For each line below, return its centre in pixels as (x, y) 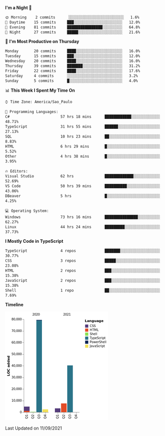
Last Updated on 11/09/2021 (34, 428)
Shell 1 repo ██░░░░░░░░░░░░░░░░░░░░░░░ (83, 290)
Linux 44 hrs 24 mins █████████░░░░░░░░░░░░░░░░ (83, 227)
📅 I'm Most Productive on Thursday (42, 41)
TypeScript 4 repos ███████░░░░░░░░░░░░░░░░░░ (83, 251)
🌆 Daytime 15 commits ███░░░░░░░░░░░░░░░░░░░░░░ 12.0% (73, 22)
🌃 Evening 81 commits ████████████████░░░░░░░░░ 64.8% (73, 27)
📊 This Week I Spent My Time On (40, 90)
